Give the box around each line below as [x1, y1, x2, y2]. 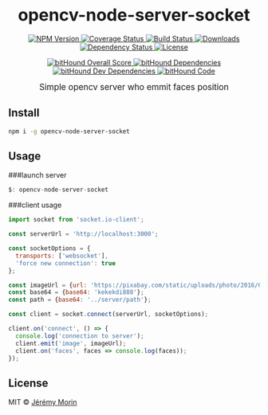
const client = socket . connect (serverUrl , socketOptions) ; [8, 311, 209, 319]
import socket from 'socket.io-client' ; [8, 216, 145, 224]
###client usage [8, 200, 62, 210]
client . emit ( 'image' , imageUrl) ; [15, 339, 127, 347]
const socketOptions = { [8, 245, 91, 253]
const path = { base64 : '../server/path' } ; [8, 296, 152, 304]
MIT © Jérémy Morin [8, 397, 77, 407]
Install [8, 106, 40, 119]
